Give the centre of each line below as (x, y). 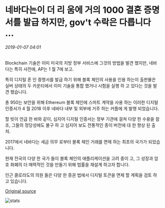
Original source (21, 191)
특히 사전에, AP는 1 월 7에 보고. (44, 69)
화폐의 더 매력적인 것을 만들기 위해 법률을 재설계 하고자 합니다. (70, 165)
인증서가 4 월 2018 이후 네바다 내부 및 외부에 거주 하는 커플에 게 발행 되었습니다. (82, 108)
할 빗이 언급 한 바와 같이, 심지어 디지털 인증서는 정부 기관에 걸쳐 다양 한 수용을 (80, 119)
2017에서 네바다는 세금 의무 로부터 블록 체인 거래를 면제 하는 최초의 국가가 (76, 142)
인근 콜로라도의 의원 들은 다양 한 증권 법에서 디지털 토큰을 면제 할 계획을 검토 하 (81, 175)
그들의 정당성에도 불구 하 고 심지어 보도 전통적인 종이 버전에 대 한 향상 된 (81, 125)
